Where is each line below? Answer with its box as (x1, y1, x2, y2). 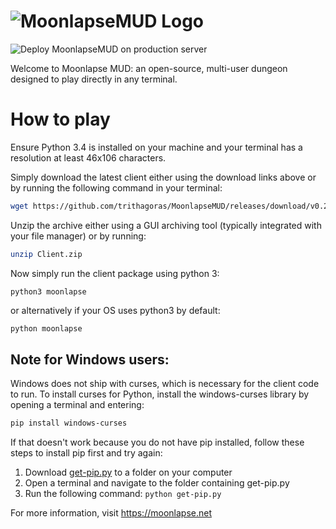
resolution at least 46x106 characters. (10, 151, 167, 164)
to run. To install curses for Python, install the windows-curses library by (10, 388, 310, 400)
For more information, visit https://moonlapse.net (10, 507, 212, 519)
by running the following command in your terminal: (10, 181, 223, 194)
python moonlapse (10, 323, 83, 334)
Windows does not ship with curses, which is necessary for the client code (10, 378, 320, 390)
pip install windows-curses (10, 418, 128, 429)
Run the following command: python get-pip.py (24, 488, 222, 500)
